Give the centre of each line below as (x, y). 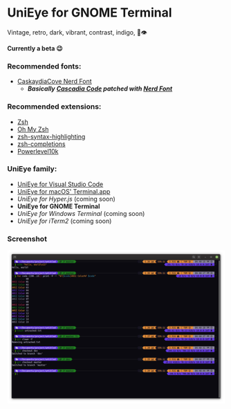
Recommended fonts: (44, 66)
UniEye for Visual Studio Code (60, 184)
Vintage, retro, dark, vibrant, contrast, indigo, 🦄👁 (77, 32)
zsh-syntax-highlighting (51, 136)
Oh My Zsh (33, 129)
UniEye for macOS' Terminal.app (64, 191)
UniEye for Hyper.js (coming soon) (66, 199)
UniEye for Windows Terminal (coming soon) (81, 213)
